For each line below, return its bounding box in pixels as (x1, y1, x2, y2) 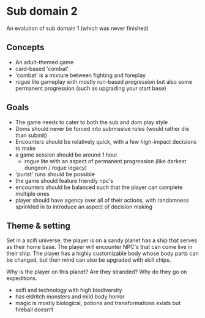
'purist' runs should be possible (15, 170, 95, 178)
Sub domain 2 (6, 4, 78, 18)
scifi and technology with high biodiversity (15, 286, 122, 294)
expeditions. (6, 275, 38, 282)
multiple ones (15, 190, 50, 197)
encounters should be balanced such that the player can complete (15, 183, 183, 191)
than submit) (15, 131, 48, 139)
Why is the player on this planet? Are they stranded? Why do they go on (6, 268, 187, 276)
